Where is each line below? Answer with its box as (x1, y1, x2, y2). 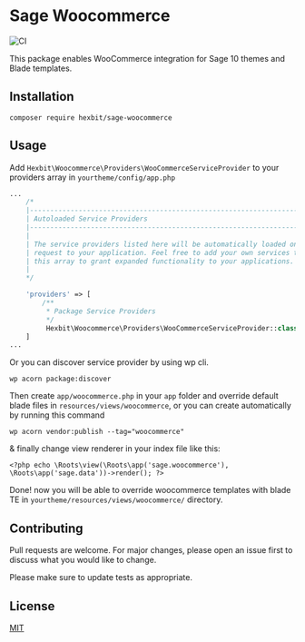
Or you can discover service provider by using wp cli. (9, 357, 209, 368)
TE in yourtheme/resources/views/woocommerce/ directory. (9, 494, 223, 505)
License (9, 598, 55, 614)
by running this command (9, 410, 105, 420)
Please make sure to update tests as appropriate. (9, 572, 193, 583)
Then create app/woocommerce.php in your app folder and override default (9, 390, 279, 401)
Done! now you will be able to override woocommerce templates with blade (9, 485, 291, 496)
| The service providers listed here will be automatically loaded (25, 240, 286, 249)
